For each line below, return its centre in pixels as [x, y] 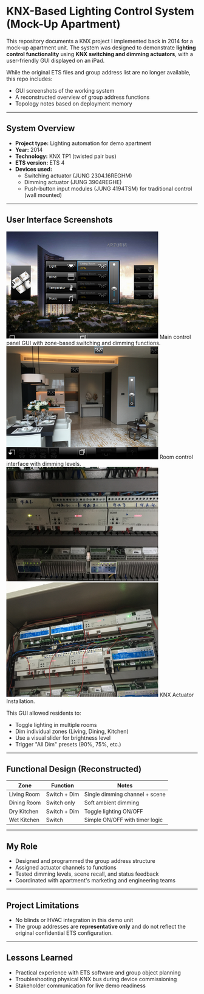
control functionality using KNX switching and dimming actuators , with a [100, 54]
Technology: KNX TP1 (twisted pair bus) [66, 156]
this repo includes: [29, 79]
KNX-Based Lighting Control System [100, 11]
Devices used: [34, 169]
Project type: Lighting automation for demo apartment [83, 143]
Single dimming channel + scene [125, 795]
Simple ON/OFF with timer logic [124, 820]
